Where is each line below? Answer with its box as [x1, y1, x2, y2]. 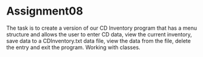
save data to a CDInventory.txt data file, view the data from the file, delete [6, 37, 191, 44]
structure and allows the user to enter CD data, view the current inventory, [6, 30, 193, 38]
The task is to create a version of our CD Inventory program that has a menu [6, 24, 198, 32]
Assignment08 [6, 4, 83, 18]
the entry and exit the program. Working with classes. [6, 44, 141, 51]
